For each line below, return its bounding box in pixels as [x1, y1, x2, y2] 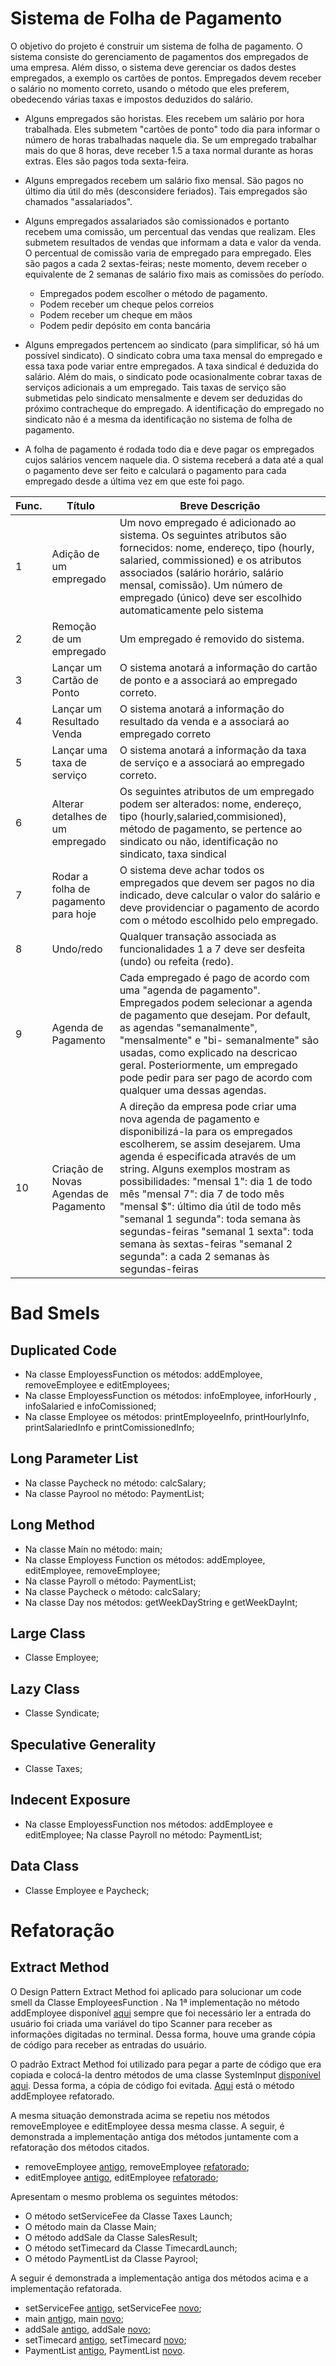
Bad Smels [10, 1302, 100, 1325]
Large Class [10, 1625, 86, 1642]
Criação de [51, 1162, 104, 1176]
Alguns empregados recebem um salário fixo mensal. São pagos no [24, 174, 304, 186]
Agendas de [51, 1187, 109, 1201]
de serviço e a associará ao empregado [119, 755, 305, 769]
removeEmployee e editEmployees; [24, 1378, 170, 1391]
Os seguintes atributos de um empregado [119, 784, 315, 798]
